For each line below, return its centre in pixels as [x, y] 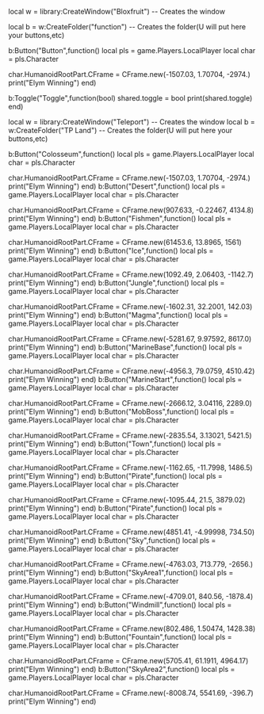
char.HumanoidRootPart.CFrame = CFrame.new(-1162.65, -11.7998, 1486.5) [130, 468]
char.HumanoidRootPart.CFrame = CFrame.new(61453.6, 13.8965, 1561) [125, 242]
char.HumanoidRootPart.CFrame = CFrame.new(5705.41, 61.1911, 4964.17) [128, 661]
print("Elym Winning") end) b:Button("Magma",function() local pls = [118, 315]
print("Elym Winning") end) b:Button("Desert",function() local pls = [117, 186]
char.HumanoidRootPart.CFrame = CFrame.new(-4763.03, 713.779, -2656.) [131, 564]
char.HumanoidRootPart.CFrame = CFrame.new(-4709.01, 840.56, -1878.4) [131, 596]
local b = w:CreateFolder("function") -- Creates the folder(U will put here [127, 27]
